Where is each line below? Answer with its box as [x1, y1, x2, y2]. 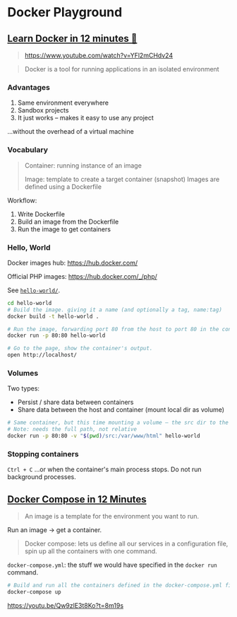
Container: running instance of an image [24, 161, 142, 170]
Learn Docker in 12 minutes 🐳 [7, 33, 138, 45]
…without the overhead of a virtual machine [7, 127, 134, 136]
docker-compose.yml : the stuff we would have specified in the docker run [7, 560, 217, 570]
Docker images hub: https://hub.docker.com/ [7, 258, 138, 267]
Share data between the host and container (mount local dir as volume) [17, 405, 224, 414]
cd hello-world [7, 299, 52, 306]
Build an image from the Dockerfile [17, 217, 119, 226]
